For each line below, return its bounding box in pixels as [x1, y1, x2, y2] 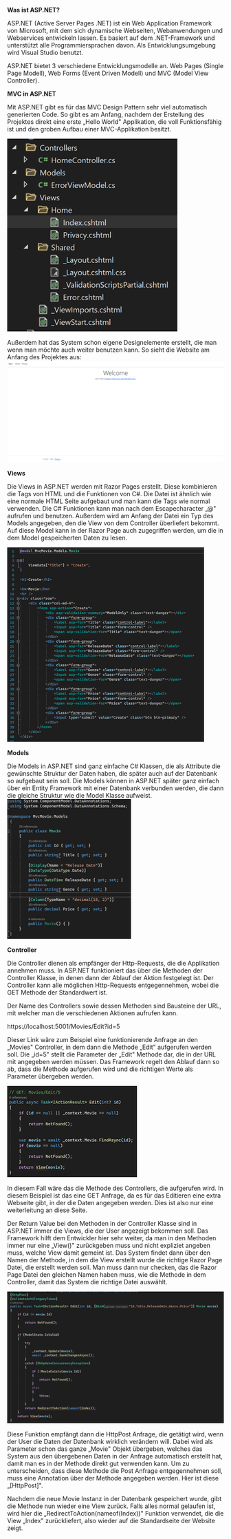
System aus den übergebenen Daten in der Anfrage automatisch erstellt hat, [7, 1452, 223, 1460]
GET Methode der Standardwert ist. [7, 988, 108, 997]
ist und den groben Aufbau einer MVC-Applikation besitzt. [7, 125, 172, 133]
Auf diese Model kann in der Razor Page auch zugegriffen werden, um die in [7, 527, 223, 535]
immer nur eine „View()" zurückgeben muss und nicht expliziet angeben [7, 1242, 211, 1250]
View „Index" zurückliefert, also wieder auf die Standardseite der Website [7, 1517, 215, 1525]
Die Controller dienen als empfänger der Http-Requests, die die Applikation [7, 959, 220, 968]
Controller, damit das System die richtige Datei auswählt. [7, 1278, 168, 1286]
